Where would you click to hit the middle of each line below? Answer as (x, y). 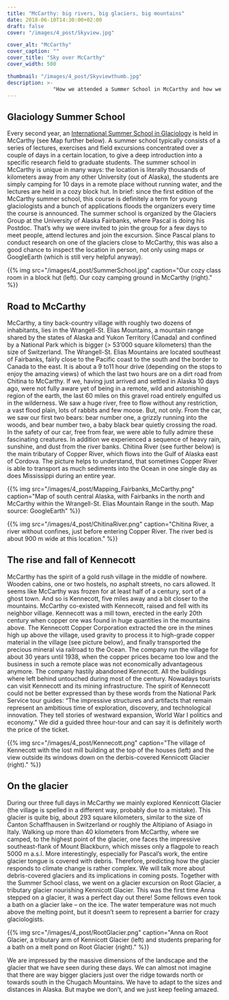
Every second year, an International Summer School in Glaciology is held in (113, 134)
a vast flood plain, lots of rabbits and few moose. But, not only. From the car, (114, 410)
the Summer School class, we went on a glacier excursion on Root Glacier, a (114, 883)
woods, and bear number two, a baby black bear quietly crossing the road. (112, 425)
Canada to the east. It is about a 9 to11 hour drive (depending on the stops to (114, 366)
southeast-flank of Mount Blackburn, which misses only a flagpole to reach (113, 846)
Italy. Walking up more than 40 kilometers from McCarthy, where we (103, 832)
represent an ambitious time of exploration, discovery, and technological (109, 708)
